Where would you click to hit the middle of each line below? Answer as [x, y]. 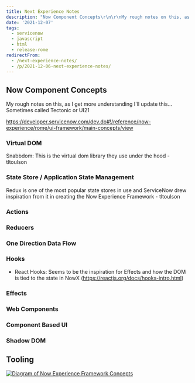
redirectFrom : [23, 55]
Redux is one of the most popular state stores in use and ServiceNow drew [96, 190]
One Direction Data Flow [41, 243]
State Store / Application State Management [70, 177]
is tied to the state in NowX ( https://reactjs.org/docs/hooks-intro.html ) [99, 278]
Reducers [20, 227]
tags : [13, 28]
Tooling [20, 359]
